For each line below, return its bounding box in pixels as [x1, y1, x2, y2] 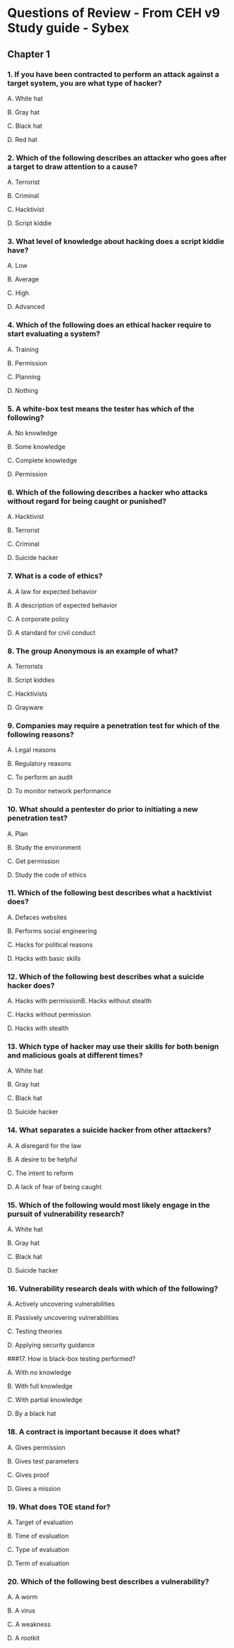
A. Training [7, 345, 39, 353]
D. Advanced [7, 303, 45, 311]
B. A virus [7, 1606, 35, 1615]
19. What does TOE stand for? [7, 1502, 111, 1512]
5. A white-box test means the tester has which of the [7, 404, 195, 414]
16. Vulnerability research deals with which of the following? [7, 1283, 218, 1293]
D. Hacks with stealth [7, 1024, 69, 1033]
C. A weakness [7, 1620, 51, 1629]
